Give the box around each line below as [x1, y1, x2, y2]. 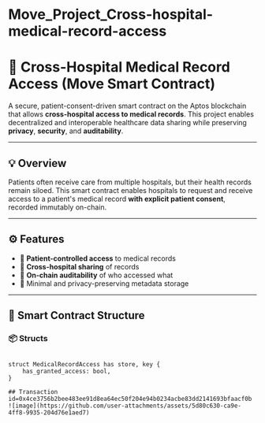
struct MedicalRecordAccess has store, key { [8, 361, 160, 369]
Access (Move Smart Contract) [8, 75, 215, 93]
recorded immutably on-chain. [8, 202, 107, 212]
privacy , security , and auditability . [8, 126, 124, 135]
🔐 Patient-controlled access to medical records [19, 254, 176, 263]
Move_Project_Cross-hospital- [8, 6, 214, 24]
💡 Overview [8, 156, 67, 170]
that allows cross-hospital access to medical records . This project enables [8, 109, 255, 119]
